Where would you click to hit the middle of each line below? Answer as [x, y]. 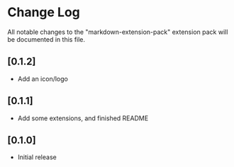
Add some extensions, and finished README [83, 118]
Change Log [44, 12]
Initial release [37, 157]
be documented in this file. [46, 39]
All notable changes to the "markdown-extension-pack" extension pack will [118, 32]
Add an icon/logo [43, 79]
